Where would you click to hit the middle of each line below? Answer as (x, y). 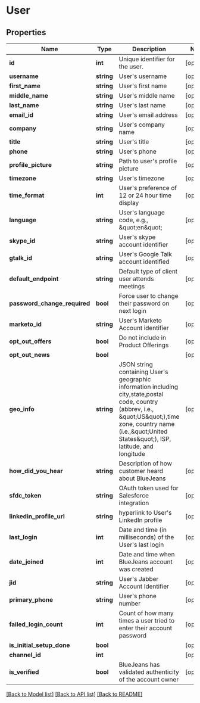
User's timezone (142, 178)
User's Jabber (139, 579)
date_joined (26, 562)
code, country (138, 402)
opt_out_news (29, 355)
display (129, 203)
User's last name (142, 105)
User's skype (137, 237)
